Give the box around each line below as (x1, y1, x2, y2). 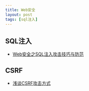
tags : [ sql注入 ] (5, 17, 38, 22)
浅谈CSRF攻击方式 (12, 80, 51, 86)
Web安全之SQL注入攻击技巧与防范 (12, 51, 84, 57)
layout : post (5, 12, 33, 17)
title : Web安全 (5, 7, 36, 13)
